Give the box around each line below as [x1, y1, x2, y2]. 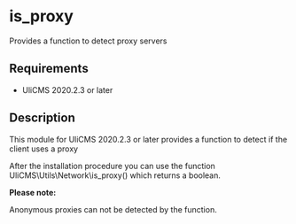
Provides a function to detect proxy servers [9, 35, 167, 46]
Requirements [9, 61, 89, 76]
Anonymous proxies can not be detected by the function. [9, 204, 217, 214]
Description [9, 111, 75, 126]
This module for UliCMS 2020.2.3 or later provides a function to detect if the [9, 134, 288, 144]
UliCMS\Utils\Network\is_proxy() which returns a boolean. [9, 170, 222, 181]
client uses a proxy [9, 143, 78, 154]
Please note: [9, 187, 57, 197]
